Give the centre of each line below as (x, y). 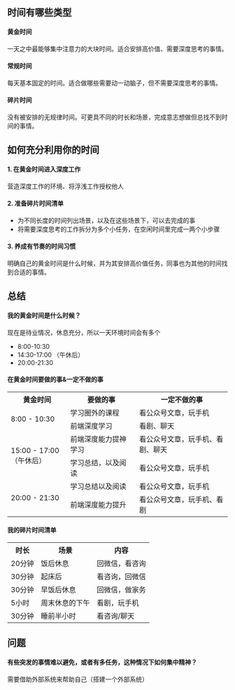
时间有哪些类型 (40, 13)
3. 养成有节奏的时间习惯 (42, 247)
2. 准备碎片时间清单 (36, 203)
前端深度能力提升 (99, 504)
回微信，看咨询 (121, 564)
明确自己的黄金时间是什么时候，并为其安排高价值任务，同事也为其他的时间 (114, 263)
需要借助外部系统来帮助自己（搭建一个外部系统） (78, 679)
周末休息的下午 (65, 603)
